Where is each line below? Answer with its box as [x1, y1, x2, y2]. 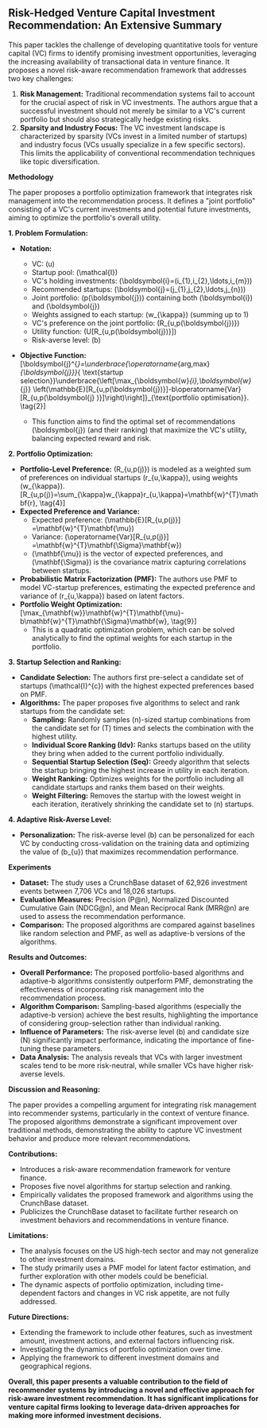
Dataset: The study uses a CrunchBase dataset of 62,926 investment [19, 878, 248, 887]
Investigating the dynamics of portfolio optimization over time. [19, 1344, 223, 1354]
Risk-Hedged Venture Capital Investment [8, 6, 216, 20]
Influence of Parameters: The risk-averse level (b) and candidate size [19, 1026, 250, 1036]
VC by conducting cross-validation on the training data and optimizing [19, 838, 250, 848]
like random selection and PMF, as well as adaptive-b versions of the [19, 928, 246, 937]
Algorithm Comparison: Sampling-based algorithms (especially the [19, 1001, 242, 1011]
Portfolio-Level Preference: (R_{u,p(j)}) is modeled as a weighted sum [19, 464, 252, 474]
